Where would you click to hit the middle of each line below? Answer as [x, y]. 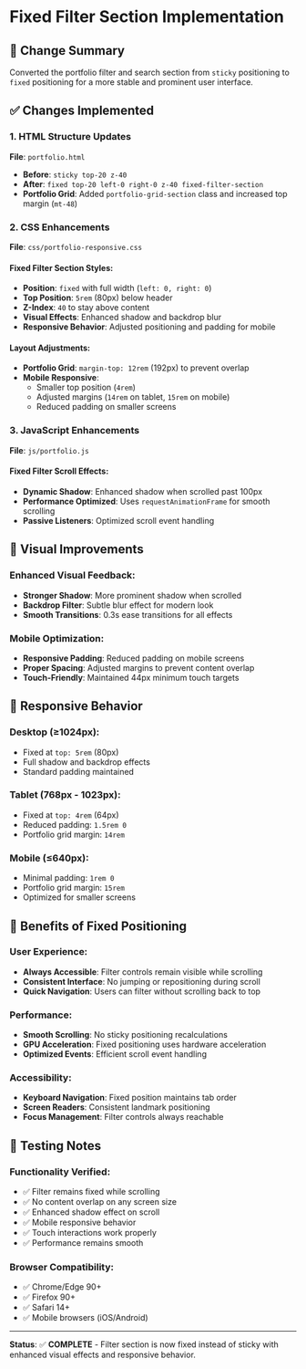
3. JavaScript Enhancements [74, 431]
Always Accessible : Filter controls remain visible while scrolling [143, 972]
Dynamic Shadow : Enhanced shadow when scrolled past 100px [142, 491]
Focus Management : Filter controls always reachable [123, 1117]
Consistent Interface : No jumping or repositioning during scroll [142, 981]
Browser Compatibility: [61, 1268]
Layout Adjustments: [50, 348]
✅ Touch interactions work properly [90, 1233]
